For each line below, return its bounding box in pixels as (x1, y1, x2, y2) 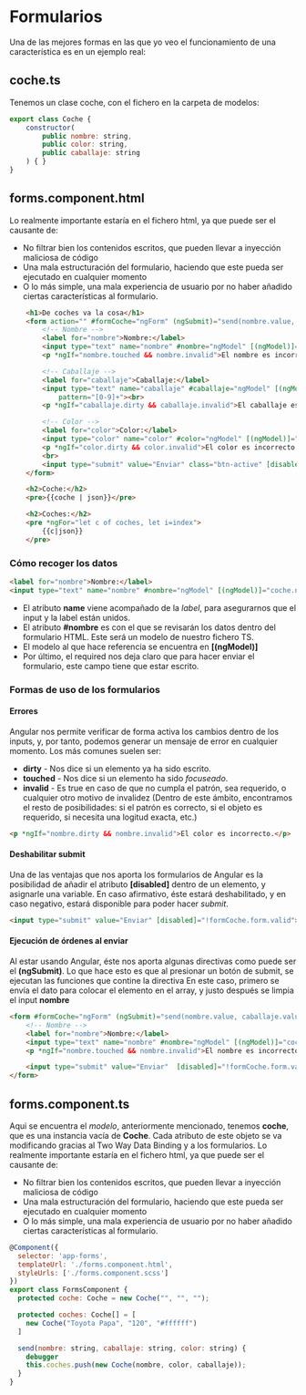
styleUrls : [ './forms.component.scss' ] (17, 1268, 169, 1277)
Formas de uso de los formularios (9, 683, 161, 696)
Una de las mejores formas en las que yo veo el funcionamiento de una (9, 36, 276, 47)
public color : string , (42, 139, 128, 150)
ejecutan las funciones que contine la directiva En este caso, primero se (9, 976, 280, 987)
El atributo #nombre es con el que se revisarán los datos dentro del (22, 622, 276, 633)
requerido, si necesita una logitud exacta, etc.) (22, 811, 198, 822)
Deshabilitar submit (9, 849, 86, 860)
